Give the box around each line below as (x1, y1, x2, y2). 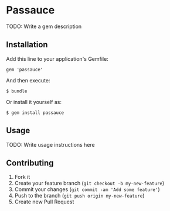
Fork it (14, 174, 30, 181)
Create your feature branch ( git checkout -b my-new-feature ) (14, 179, 165, 187)
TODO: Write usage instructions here (6, 141, 95, 148)
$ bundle (6, 88, 28, 94)
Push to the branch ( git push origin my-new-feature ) (14, 192, 145, 199)
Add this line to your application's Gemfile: (6, 55, 108, 62)
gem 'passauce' (6, 67, 43, 72)
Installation (6, 40, 48, 50)
